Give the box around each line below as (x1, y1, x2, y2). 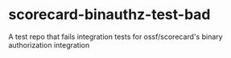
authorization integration (8, 40, 90, 49)
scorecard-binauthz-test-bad (8, 6, 211, 24)
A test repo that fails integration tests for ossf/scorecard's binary (8, 32, 223, 41)
